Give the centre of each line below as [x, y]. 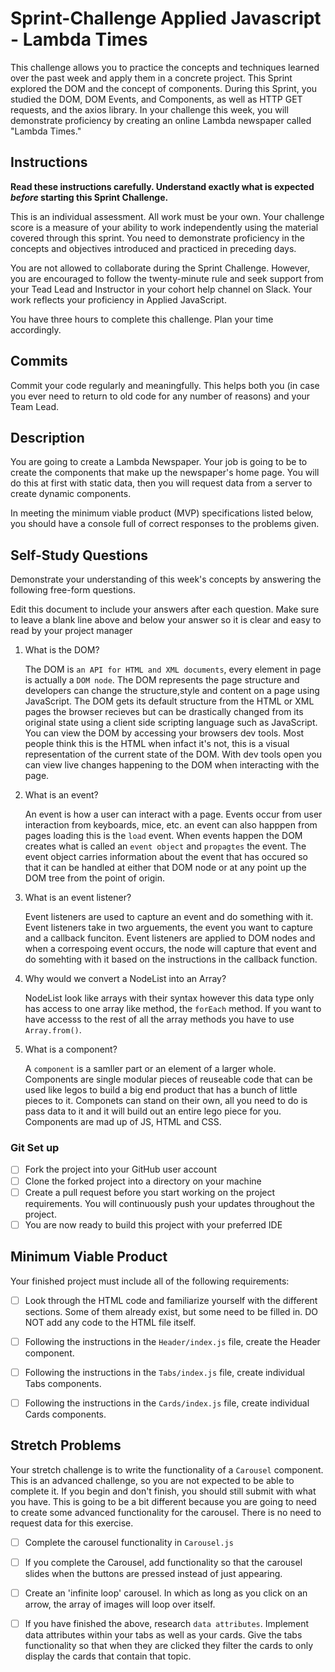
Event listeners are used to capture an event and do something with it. [169, 917]
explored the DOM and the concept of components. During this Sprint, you [164, 88]
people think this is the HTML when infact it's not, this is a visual [157, 744]
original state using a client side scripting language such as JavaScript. [171, 723]
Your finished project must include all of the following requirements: [150, 1281]
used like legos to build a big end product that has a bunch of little [161, 1090]
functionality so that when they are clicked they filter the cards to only [169, 1645]
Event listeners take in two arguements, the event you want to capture [168, 928]
